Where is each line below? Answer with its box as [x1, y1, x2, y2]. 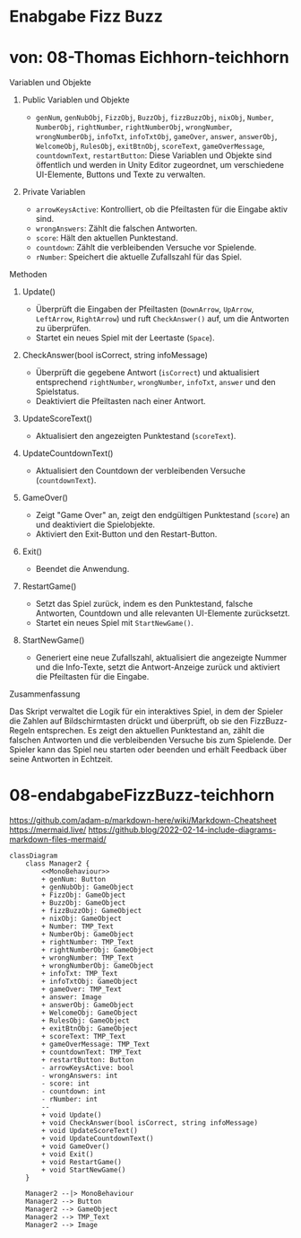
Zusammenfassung [9, 689, 81, 699]
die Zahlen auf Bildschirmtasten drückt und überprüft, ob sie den [9, 716, 249, 726]
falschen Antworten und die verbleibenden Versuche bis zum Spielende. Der [9, 734, 292, 746]
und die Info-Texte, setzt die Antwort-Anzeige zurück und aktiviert [35, 662, 280, 672]
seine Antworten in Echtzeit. [9, 754, 114, 765]
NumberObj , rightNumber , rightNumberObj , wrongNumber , [35, 121, 233, 132]
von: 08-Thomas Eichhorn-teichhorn [9, 48, 289, 68]
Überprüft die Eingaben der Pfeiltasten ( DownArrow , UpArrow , [35, 303, 254, 315]
